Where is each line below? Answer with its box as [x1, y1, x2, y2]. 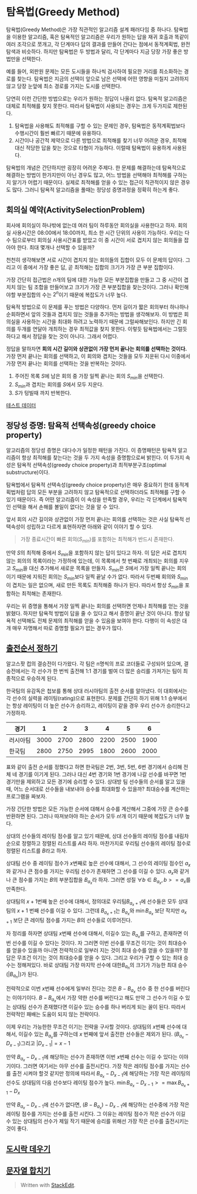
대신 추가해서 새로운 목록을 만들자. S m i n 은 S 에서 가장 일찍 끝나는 [29, 565, 176, 573]
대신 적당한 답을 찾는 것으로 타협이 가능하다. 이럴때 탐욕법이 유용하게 [14, 144, 171, 151]
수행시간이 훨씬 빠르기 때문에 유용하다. [14, 129, 103, 136]
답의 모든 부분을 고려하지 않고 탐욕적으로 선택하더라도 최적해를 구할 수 [26, 489, 186, 496]
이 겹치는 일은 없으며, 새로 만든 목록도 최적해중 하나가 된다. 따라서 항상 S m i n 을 [6, 581, 184, 590]
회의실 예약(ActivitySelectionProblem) [6, 205, 145, 215]
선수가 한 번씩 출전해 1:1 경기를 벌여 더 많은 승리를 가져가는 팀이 [37, 667, 182, 674]
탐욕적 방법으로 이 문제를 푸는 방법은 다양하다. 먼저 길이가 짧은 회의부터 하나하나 [6, 303, 189, 310]
